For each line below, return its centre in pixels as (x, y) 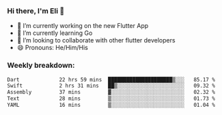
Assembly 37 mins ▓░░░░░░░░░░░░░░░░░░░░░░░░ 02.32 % (111, 92)
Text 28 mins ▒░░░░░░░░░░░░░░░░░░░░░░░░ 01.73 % (111, 99)
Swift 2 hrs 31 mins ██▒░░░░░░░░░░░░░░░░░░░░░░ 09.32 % (111, 86)
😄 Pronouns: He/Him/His (53, 48)
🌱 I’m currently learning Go (55, 33)
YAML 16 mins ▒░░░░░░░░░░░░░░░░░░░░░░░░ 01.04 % (111, 105)
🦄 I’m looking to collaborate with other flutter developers (96, 40)
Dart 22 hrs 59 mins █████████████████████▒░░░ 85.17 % (111, 79)
